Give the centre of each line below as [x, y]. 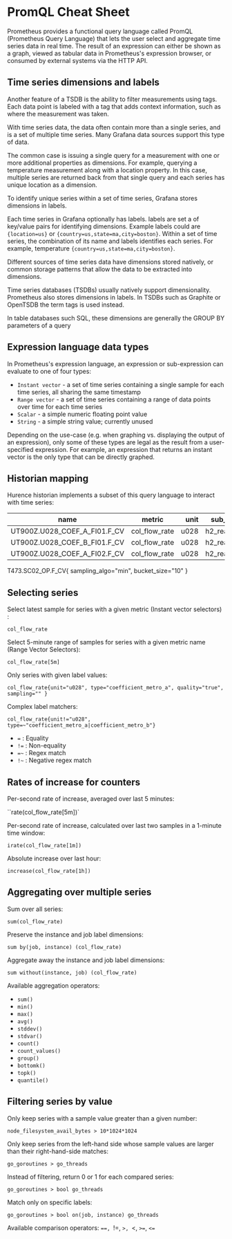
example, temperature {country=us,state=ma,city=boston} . [91, 248]
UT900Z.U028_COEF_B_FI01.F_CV [68, 543]
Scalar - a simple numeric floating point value [82, 414]
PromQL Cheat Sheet [68, 12]
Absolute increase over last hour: [54, 858]
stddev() [30, 1029]
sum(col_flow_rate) [35, 921]
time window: [26, 833]
